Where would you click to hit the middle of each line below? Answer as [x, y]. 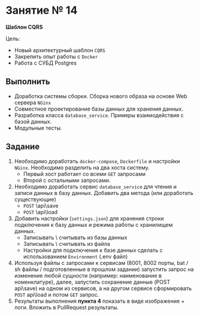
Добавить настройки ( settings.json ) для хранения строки [89, 218]
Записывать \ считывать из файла [66, 243]
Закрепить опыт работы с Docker [56, 56]
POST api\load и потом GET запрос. [57, 294]
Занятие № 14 [42, 10]
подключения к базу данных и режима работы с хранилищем [93, 224]
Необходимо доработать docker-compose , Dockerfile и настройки [97, 161]
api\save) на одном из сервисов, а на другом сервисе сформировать [103, 288]
